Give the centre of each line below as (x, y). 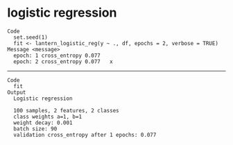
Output (17, 92)
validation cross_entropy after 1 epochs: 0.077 (85, 135)
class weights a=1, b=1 (48, 117)
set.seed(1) (31, 37)
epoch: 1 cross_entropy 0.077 (57, 56)
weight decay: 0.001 (43, 123)
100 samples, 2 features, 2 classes (66, 110)
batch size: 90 (35, 129)
